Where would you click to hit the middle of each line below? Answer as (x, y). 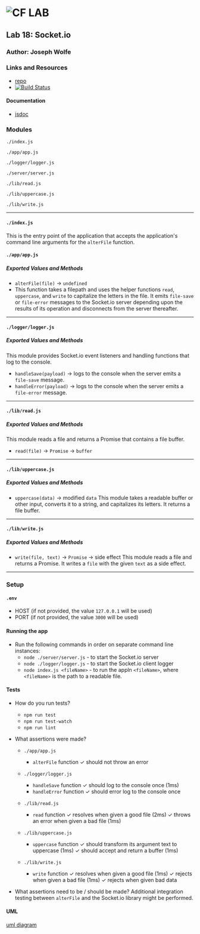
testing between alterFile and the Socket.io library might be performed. (104, 898)
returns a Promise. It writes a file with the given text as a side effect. (100, 564)
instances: (27, 650)
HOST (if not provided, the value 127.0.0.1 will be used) (84, 611)
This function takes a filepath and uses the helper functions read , (94, 290)
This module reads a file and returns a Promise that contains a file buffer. (96, 440)
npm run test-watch (48, 721)
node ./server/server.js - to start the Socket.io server (91, 657)
